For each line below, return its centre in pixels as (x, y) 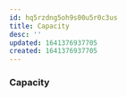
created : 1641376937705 (54, 51)
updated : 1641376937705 (54, 43)
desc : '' (25, 34)
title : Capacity (39, 26)
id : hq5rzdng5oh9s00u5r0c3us (63, 18)
